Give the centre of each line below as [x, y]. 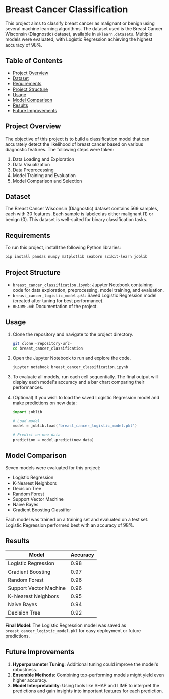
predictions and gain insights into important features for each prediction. [88, 691]
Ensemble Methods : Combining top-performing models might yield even [88, 675]
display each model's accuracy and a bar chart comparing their [78, 382]
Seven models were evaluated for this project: [53, 468]
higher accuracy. [30, 680]
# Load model [26, 421]
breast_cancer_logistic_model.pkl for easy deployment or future [73, 631]
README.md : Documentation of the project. [55, 306]
